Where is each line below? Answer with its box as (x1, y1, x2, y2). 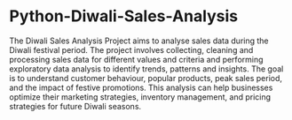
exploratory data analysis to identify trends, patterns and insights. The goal (9, 64, 284, 74)
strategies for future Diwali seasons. (9, 101, 142, 111)
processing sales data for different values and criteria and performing (9, 54, 264, 64)
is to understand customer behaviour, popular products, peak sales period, (9, 72, 282, 83)
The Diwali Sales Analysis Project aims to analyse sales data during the (9, 35, 269, 46)
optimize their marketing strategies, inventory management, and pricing (9, 91, 272, 102)
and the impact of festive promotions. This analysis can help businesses (9, 82, 273, 93)
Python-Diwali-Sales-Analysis (9, 6, 238, 26)
